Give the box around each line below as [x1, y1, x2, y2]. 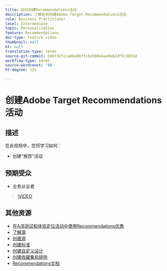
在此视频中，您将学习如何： [5, 143, 62, 148]
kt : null [5, 44, 23, 49]
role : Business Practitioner [5, 16, 66, 21]
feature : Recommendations [5, 30, 59, 35]
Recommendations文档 [12, 260, 60, 266]
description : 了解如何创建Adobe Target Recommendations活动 [5, 12, 127, 17]
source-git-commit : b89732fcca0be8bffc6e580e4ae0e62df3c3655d [5, 53, 137, 59]
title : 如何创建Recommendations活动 [5, 7, 77, 12]
